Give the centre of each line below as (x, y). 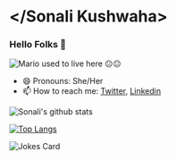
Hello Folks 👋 (38, 45)
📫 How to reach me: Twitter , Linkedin (92, 91)
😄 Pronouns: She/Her (63, 81)
